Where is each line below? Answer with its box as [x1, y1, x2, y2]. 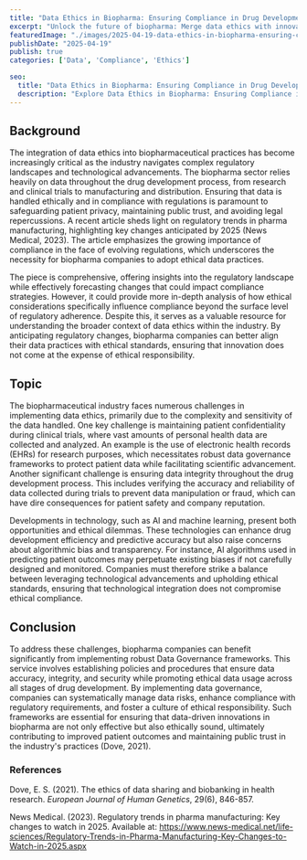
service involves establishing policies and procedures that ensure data [9, 664, 275, 674]
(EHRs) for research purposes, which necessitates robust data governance [9, 449, 291, 460]
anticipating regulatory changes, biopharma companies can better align [9, 330, 279, 341]
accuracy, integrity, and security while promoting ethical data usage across [9, 673, 292, 684]
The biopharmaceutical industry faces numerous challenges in [9, 400, 245, 411]
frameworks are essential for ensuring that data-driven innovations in [9, 712, 270, 723]
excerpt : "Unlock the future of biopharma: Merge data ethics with [9, 22, 272, 31]
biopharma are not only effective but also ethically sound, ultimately [9, 721, 265, 732]
